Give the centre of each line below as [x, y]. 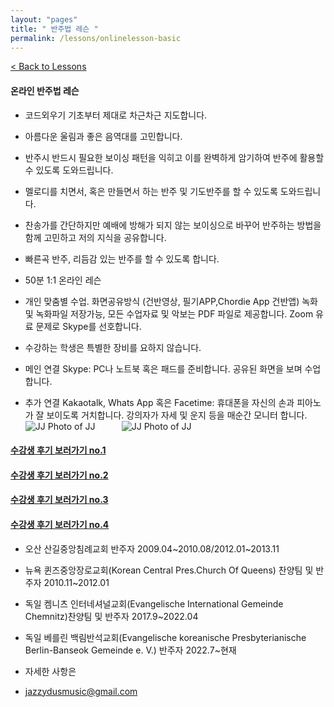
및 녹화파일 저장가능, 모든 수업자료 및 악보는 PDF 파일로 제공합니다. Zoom [169, 313]
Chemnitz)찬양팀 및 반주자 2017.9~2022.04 [111, 616]
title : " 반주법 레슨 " [54, 29]
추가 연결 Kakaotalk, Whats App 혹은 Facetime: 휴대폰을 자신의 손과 [159, 402]
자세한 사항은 [50, 671]
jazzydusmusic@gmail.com [81, 691]
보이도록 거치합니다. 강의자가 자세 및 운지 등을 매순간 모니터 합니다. [177, 415]
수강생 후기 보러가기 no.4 [60, 524]
